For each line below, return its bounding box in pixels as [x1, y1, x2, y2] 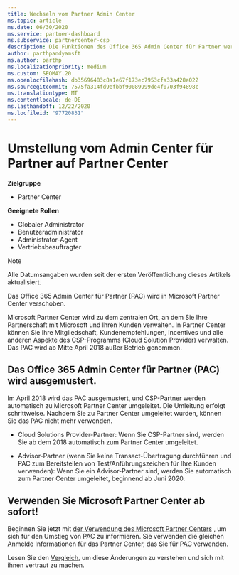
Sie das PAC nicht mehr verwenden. [7, 417, 112, 425]
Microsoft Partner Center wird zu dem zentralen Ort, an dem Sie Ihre [7, 313, 208, 321]
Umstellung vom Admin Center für [7, 140, 213, 156]
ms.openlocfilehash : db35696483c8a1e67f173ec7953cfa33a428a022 [7, 76, 199, 84]
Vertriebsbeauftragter [17, 242, 82, 251]
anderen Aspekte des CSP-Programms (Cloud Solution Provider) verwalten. [7, 335, 229, 344]
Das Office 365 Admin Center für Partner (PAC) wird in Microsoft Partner [7, 291, 221, 300]
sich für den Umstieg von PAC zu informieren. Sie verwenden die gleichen [7, 532, 224, 541]
